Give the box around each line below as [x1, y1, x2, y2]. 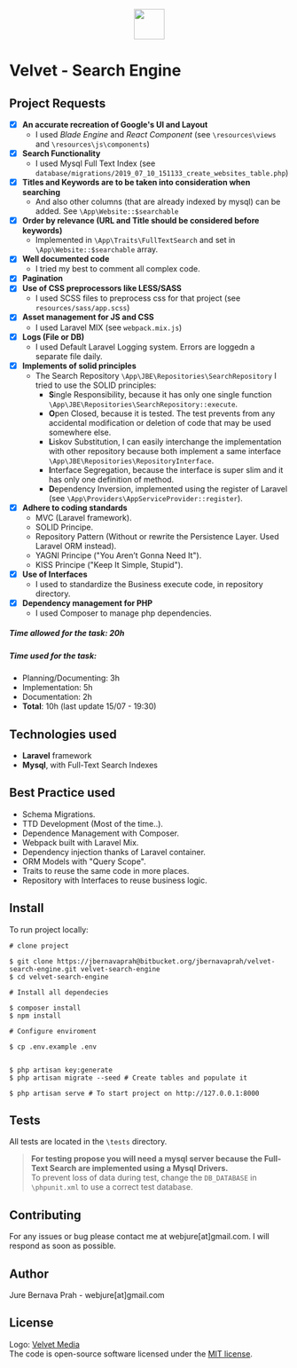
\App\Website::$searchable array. [35, 244, 159, 255]
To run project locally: [9, 924, 89, 935]
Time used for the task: [9, 650, 98, 661]
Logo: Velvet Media [9, 1339, 80, 1349]
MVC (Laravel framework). [35, 512, 132, 523]
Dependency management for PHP [21, 597, 153, 608]
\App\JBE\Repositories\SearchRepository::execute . [48, 398, 238, 409]
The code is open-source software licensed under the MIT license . [9, 1348, 253, 1359]
